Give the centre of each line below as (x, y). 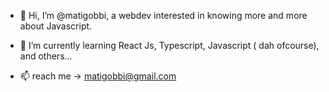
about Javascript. (56, 26)
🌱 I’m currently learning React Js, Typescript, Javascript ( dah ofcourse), (169, 45)
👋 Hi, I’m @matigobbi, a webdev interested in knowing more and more (163, 15)
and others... (46, 56)
